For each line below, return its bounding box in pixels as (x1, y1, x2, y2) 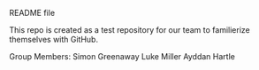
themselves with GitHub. (9, 35, 99, 44)
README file (9, 8, 56, 18)
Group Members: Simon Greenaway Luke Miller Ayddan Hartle (9, 51, 236, 61)
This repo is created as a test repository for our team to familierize (9, 25, 250, 35)
